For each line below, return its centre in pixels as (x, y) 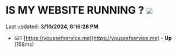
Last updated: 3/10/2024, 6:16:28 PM (52, 26)
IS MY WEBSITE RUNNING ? (75, 10)
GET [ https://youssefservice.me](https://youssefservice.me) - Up (93, 38)
